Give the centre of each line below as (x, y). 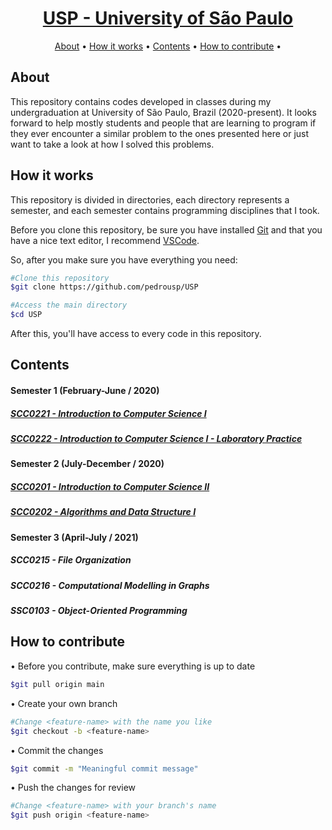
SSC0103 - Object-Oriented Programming (99, 611)
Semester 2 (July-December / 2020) (87, 464)
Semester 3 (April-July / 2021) (74, 537)
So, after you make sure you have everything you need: (124, 259)
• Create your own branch (64, 703)
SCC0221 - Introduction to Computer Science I (108, 413)
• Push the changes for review (73, 788)
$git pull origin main (57, 684)
